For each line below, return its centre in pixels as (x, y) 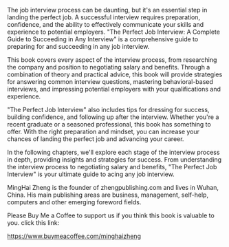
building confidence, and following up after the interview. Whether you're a (113, 117)
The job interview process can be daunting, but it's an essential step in (107, 10)
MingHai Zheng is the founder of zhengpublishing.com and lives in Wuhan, (113, 187)
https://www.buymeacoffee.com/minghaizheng (74, 236)
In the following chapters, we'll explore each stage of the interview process (113, 152)
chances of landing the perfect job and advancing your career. (96, 139)
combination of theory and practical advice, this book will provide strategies (115, 74)
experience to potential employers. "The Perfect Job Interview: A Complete (113, 32)
